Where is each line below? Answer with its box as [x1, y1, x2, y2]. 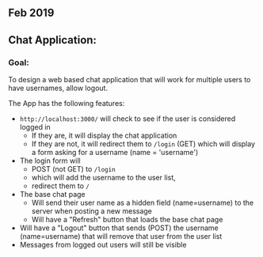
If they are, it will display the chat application [31, 130, 177, 141]
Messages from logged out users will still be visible [19, 240, 187, 250]
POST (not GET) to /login [31, 164, 116, 174]
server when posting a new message [31, 206, 153, 216]
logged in [19, 123, 51, 132]
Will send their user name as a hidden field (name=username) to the [31, 198, 254, 208]
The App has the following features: [8, 99, 125, 108]
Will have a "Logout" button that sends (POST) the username [19, 223, 219, 232]
